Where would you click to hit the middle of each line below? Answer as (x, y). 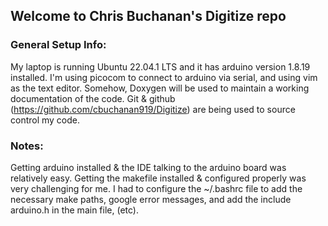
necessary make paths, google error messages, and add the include (151, 199)
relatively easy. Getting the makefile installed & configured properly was (158, 178)
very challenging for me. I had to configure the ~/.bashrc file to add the (156, 188)
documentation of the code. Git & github (93, 98)
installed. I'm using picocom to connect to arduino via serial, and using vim (164, 77)
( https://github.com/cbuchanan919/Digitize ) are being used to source (153, 109)
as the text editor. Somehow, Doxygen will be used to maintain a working (160, 88)
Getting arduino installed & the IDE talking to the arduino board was (148, 167)
